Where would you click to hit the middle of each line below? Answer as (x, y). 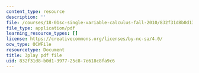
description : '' (26, 17)
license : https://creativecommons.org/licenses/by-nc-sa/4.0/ (84, 39)
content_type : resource (36, 11)
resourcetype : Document (36, 50)
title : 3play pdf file (34, 55)
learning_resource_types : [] (42, 34)
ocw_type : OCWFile (29, 45)
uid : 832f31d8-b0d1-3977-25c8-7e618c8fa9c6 (61, 61)
